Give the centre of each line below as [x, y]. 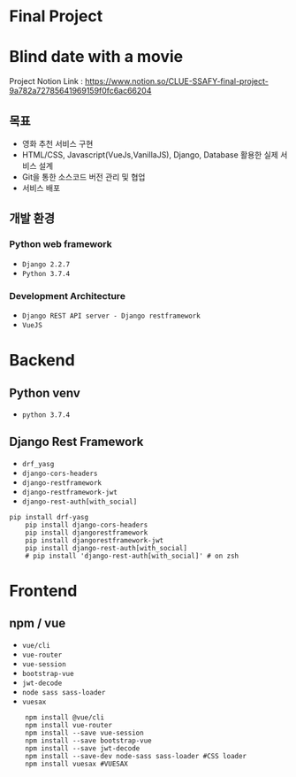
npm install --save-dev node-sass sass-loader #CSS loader [136, 756]
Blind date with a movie [96, 57]
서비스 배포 [41, 188]
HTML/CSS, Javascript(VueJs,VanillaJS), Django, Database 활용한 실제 [150, 154]
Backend [42, 361]
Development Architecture [68, 296]
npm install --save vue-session [84, 733]
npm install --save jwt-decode [83, 748]
